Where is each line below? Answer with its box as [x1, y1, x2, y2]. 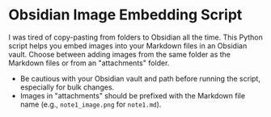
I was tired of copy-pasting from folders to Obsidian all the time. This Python [8, 32, 263, 42]
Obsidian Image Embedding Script [8, 6, 243, 24]
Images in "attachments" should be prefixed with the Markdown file [19, 90, 245, 100]
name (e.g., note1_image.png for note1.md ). [19, 99, 162, 109]
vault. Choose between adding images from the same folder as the [8, 49, 231, 59]
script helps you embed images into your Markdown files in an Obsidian [8, 40, 248, 50]
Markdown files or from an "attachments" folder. [8, 58, 170, 68]
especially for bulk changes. [19, 82, 115, 92]
